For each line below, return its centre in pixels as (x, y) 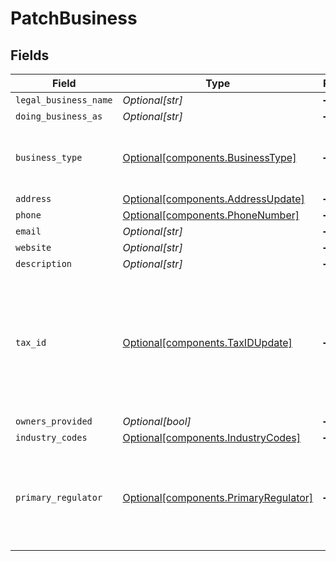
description (44, 263)
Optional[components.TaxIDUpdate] (207, 342)
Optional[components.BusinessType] (209, 157)
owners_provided (54, 421)
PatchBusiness (74, 18)
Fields (30, 55)
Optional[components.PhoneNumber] (211, 215)
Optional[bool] (157, 421)
